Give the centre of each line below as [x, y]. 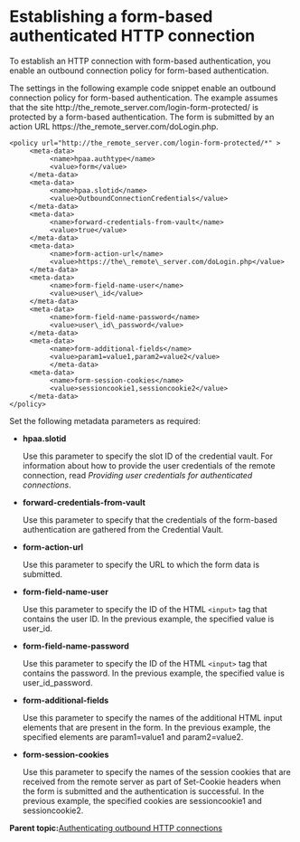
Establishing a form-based [111, 17]
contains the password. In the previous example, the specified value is [153, 673]
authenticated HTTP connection [132, 36]
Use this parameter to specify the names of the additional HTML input [152, 717]
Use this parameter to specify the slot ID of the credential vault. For [148, 456]
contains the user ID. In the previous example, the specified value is [148, 619]
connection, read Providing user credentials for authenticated [137, 475]
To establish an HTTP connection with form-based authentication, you [140, 61]
